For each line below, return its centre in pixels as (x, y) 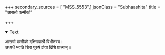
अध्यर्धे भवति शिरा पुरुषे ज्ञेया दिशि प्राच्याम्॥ (38, 47)
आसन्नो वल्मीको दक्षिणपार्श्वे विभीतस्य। (34, 41)
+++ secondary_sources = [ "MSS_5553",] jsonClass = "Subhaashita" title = (83, 7)
